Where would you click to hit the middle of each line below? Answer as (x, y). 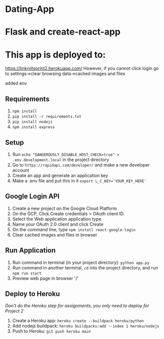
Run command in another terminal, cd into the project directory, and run (85, 267)
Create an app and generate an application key (60, 175)
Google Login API (32, 197)
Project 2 (14, 311)
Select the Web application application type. (57, 219)
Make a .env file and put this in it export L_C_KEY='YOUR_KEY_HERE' (79, 180)
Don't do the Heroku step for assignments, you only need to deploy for (77, 306)
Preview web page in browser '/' (45, 278)
